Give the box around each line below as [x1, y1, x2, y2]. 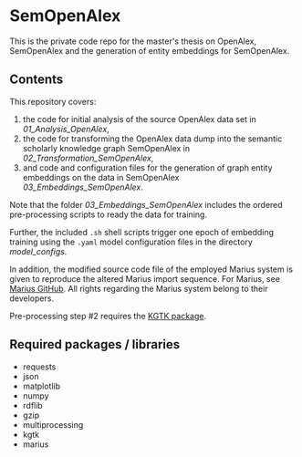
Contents [9, 72, 64, 88]
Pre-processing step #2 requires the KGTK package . [9, 310, 207, 321]
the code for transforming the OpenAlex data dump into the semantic [22, 133, 283, 144]
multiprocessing [22, 419, 84, 430]
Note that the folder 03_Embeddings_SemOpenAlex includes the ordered [9, 199, 283, 210]
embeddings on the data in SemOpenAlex [22, 171, 180, 182]
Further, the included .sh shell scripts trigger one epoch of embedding [9, 226, 275, 237]
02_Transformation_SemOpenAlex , [22, 152, 154, 163]
